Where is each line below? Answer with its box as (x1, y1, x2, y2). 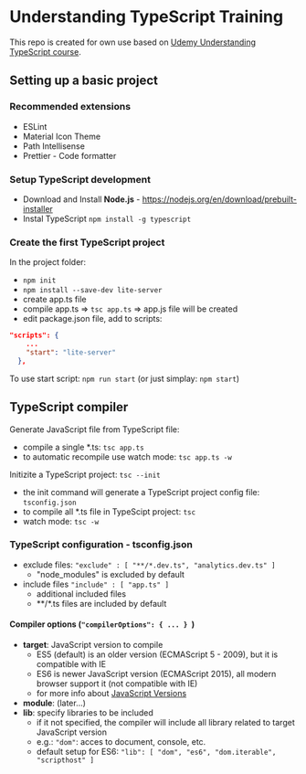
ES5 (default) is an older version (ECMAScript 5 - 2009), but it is (36, 649, 279, 660)
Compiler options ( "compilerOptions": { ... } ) (9, 619, 195, 630)
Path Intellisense (22, 140, 85, 152)
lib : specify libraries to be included (22, 707, 153, 718)
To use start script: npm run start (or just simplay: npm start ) (9, 373, 240, 384)
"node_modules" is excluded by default (36, 568, 185, 579)
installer (22, 203, 53, 214)
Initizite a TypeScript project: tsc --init (9, 469, 162, 480)
